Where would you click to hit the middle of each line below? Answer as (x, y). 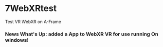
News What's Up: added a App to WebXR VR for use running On (82, 34)
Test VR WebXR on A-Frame (33, 22)
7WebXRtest (31, 8)
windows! (17, 40)
